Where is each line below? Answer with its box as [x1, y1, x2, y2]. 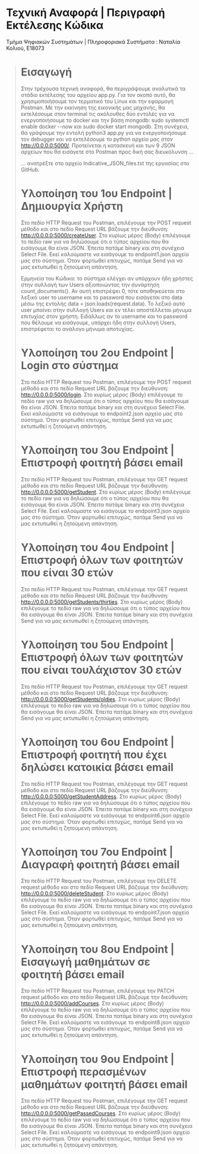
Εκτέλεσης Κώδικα [6, 18, 104, 32]
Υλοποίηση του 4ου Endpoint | [20, 541, 175, 554]
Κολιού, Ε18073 [6, 45, 45, 52]
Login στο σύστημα [20, 359, 119, 372]
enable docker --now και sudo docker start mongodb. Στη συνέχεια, [20, 122, 189, 130]
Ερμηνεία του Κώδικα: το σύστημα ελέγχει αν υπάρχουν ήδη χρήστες [20, 275, 194, 282]
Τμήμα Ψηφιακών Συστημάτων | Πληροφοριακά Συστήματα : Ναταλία [6, 38, 181, 45]
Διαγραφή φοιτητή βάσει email [20, 857, 180, 871]
